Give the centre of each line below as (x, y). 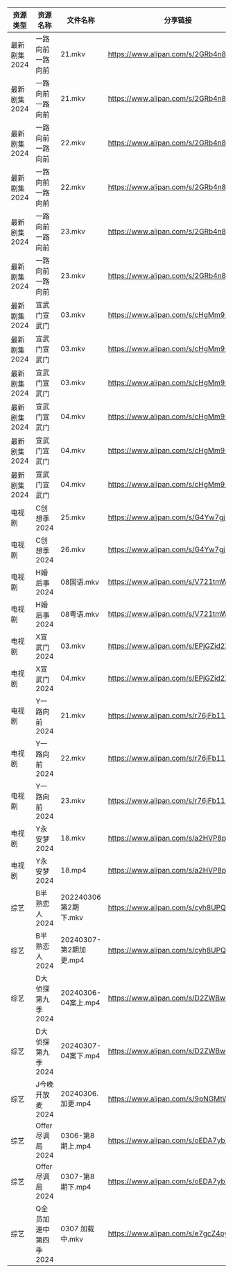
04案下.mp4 (80, 1056)
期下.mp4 (76, 1187)
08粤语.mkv (80, 614)
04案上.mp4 (80, 1003)
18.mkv (73, 838)
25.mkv (73, 517)
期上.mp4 (76, 1146)
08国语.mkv (80, 582)
